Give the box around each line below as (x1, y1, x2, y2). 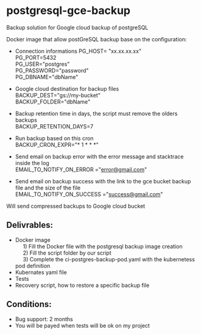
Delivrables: (6, 220, 54, 230)
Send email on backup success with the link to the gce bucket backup (15, 177, 191, 185)
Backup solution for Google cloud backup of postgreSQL (6, 24, 149, 31)
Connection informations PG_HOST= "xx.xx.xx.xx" (15, 47, 142, 55)
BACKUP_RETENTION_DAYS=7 (15, 122, 94, 130)
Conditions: (6, 299, 52, 309)
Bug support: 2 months (15, 315, 73, 323)
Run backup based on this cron (15, 135, 94, 142)
